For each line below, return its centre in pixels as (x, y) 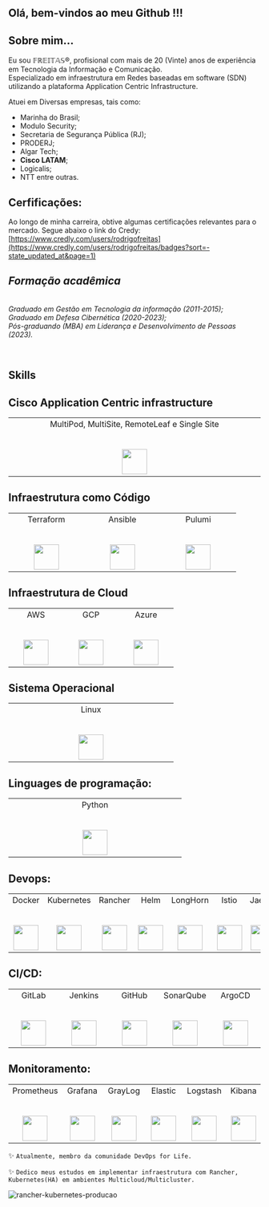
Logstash (204, 1091)
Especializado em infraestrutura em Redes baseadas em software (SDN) (128, 78)
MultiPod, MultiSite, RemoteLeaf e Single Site (134, 425)
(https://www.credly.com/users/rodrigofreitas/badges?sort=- (109, 247)
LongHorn (190, 900)
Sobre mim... (41, 41)
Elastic (163, 1091)
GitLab (34, 995)
